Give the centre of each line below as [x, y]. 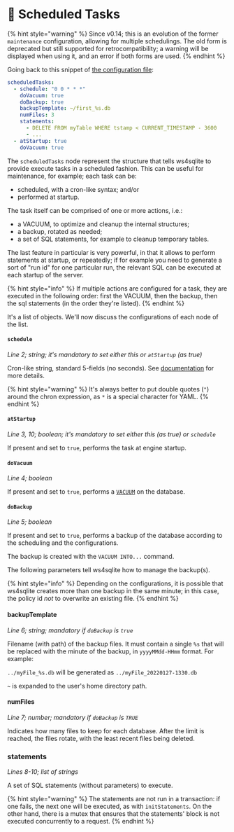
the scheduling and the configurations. [63, 543]
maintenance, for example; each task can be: [72, 176]
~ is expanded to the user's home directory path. [77, 686]
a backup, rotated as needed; [60, 231]
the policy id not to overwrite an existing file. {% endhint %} [93, 599]
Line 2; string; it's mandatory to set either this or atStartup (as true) [105, 354]
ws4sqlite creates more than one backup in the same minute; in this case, [113, 591]
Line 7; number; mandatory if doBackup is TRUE [73, 717]
